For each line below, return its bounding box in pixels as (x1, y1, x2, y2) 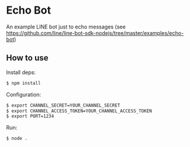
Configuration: (6, 91, 41, 98)
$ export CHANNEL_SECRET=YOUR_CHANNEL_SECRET (6, 102, 120, 108)
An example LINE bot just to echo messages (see (6, 23, 126, 30)
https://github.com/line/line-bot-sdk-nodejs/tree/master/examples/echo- (6, 29, 184, 36)
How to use (6, 53, 49, 63)
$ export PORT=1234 (6, 113, 54, 119)
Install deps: (6, 69, 36, 76)
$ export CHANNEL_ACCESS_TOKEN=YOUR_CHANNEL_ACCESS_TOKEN (6, 108, 152, 114)
